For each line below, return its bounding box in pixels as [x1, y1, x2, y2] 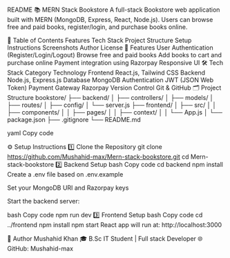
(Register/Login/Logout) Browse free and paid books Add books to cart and [7, 51, 222, 59]
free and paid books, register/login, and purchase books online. [7, 23, 188, 31]
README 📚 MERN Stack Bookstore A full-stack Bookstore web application [7, 6, 220, 14]
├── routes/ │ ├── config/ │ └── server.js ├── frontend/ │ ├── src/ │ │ [7, 101, 217, 109]
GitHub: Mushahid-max [7, 244, 74, 252]
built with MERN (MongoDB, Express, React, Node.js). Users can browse [7, 16, 213, 23]
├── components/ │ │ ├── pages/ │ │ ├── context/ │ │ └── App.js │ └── [7, 108, 223, 116]
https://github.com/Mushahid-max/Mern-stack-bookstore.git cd [7, 152, 189, 161]
